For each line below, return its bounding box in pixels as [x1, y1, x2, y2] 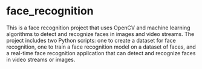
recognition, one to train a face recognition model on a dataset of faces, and [6, 43, 197, 50]
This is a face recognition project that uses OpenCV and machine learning [6, 24, 191, 31]
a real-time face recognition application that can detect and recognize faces [6, 49, 196, 56]
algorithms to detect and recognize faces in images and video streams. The [6, 30, 195, 37]
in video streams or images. [6, 56, 76, 63]
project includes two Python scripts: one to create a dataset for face [6, 37, 177, 44]
